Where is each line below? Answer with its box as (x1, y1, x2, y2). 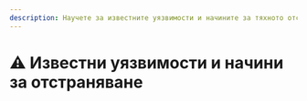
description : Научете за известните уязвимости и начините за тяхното (9, 13, 284, 23)
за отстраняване (9, 72, 143, 92)
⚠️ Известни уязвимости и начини (9, 52, 284, 73)
